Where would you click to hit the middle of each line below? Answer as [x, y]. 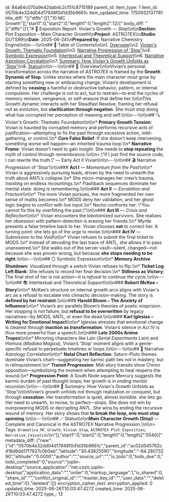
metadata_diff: [20, 440]
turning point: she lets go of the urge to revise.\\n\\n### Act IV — [73, 232]
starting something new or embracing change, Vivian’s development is [78, 82]
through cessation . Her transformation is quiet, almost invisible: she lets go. [84, 397]
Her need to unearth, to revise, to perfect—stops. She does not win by [78, 403]
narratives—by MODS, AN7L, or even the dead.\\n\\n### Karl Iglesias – [79, 317]
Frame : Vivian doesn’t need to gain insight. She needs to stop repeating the [84, 149]
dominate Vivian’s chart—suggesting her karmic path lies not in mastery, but [84, 360]
